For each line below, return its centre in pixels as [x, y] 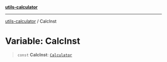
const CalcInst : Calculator [45, 55]
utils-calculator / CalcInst [31, 21]
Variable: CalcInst [43, 41]
